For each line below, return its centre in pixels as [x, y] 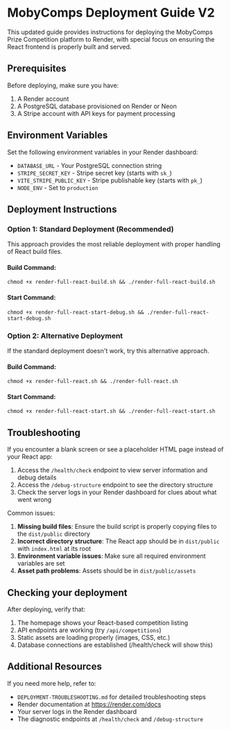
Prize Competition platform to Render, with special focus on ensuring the [111, 39]
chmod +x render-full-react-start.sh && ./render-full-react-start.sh [111, 411]
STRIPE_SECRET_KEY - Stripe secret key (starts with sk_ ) [94, 173]
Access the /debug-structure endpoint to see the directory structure [115, 485]
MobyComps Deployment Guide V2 [111, 13]
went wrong [34, 500]
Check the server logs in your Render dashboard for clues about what [117, 492]
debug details [37, 477]
